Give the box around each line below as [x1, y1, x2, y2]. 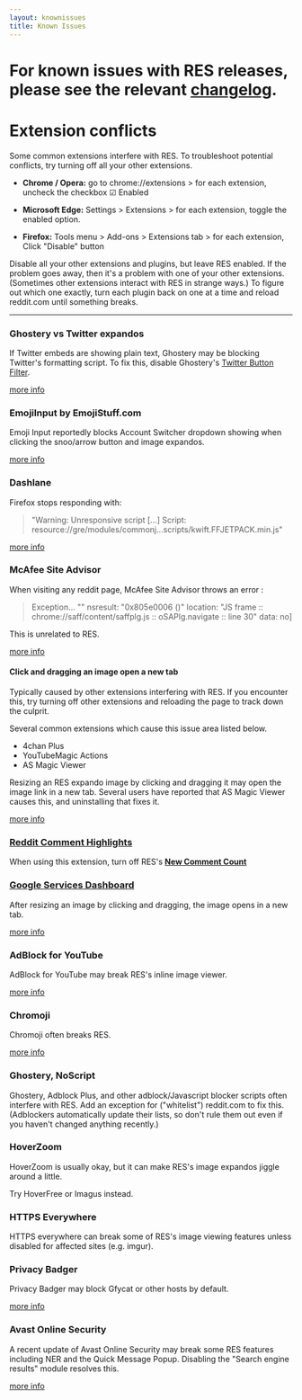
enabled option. [22, 213, 81, 225]
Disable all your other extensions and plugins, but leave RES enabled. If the [9, 258, 288, 269]
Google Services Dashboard [9, 878, 135, 891]
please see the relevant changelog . [9, 79, 278, 100]
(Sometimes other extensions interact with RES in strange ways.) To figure [9, 277, 285, 288]
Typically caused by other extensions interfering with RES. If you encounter [9, 687, 289, 698]
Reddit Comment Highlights [9, 835, 133, 848]
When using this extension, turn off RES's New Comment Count [9, 856, 247, 868]
